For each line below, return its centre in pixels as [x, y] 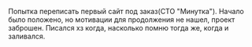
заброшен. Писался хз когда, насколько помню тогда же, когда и [119, 28]
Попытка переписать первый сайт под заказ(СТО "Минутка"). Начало [126, 11]
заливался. [27, 36]
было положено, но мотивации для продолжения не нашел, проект [122, 20]
